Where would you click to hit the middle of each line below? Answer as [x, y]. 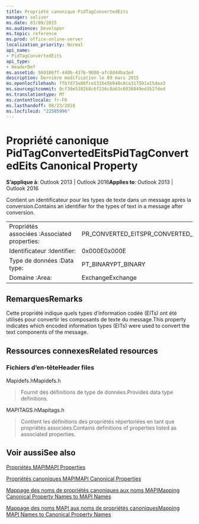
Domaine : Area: [31, 278]
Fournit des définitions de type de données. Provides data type [97, 392]
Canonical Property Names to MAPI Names [59, 496]
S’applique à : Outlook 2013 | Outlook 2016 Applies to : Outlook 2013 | [90, 182]
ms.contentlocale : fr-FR [37, 100]
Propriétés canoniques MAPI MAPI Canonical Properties [74, 478]
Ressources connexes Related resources [82, 351]
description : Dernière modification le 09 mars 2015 [73, 78]
